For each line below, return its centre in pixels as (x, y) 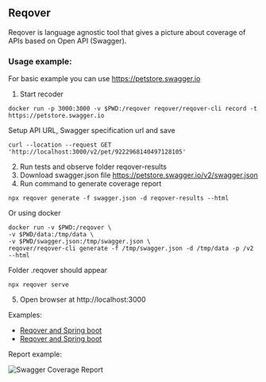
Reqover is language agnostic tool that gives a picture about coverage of (127, 32)
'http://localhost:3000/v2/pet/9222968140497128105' (97, 152)
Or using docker (35, 213)
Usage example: (40, 61)
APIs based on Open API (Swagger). (67, 41)
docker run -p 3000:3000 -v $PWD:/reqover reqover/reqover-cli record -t (133, 109)
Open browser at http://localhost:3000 (83, 300)
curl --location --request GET (60, 145)
